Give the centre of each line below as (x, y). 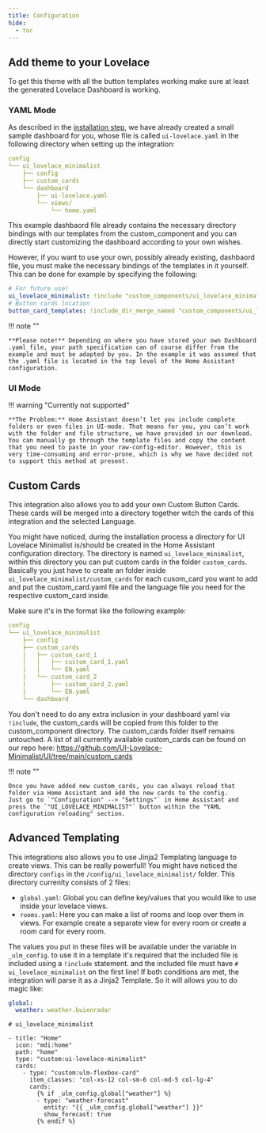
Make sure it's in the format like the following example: (97, 611)
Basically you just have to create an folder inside (87, 570)
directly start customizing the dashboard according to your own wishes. (125, 242)
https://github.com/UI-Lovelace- (109, 748)
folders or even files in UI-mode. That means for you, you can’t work (129, 427)
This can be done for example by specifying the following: (103, 275)
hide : (17, 23)
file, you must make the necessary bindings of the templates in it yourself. (129, 266)
